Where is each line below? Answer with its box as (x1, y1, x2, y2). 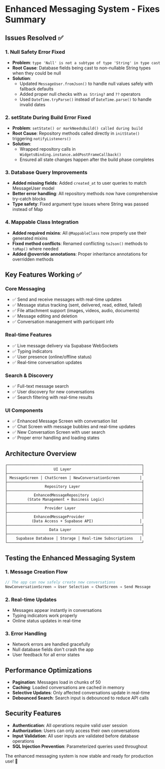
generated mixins (12, 235, 48, 241)
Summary (5, 14, 46, 25)
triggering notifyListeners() (12, 136, 71, 142)
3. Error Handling (5, 630, 47, 637)
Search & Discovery (5, 372, 53, 379)
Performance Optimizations (5, 666, 92, 675)
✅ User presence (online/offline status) (12, 354, 92, 360)
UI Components (5, 406, 43, 413)
